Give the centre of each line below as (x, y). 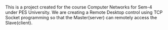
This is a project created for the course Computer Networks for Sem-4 (79, 7)
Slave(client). (19, 23)
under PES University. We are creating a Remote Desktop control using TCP (84, 12)
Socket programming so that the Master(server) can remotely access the (81, 17)
